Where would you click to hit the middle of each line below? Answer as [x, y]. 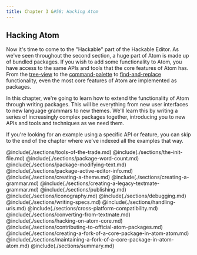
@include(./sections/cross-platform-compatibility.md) [93, 209]
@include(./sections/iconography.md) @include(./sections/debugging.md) [96, 196]
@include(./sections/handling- [139, 202]
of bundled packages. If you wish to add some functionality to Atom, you [94, 62]
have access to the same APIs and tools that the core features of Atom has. [97, 68]
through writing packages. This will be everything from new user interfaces [97, 105]
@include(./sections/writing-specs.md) [54, 202]
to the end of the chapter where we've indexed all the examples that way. [95, 141]
